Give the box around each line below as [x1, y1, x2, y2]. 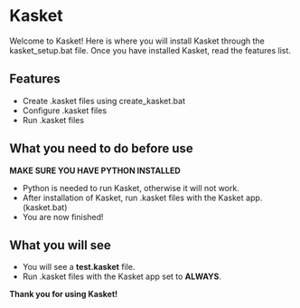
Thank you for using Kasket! [9, 289, 118, 300]
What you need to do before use [9, 141, 194, 157]
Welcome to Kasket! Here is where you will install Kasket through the [9, 35, 265, 46]
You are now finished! [22, 211, 104, 222]
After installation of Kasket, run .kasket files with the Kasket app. [22, 192, 263, 203]
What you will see [9, 237, 111, 253]
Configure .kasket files [22, 105, 107, 116]
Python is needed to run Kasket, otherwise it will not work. [22, 182, 239, 193]
